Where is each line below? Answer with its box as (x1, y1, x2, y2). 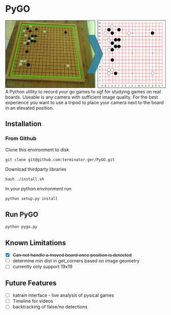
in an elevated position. (5, 105, 54, 111)
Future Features (5, 279, 57, 287)
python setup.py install (5, 196, 58, 201)
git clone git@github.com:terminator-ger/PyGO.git (5, 157, 115, 162)
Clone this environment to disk (5, 147, 70, 153)
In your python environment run (5, 185, 72, 191)
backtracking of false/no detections (12, 304, 88, 310)
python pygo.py (5, 224, 38, 230)
